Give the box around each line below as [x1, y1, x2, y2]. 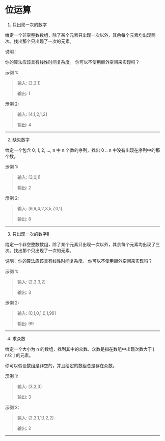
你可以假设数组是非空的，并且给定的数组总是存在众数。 [5, 362, 117, 368]
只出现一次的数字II [12, 231, 50, 237]
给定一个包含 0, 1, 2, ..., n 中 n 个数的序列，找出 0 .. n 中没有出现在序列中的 [5, 147, 156, 153]
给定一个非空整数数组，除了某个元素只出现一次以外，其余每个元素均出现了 [5, 241, 156, 247]
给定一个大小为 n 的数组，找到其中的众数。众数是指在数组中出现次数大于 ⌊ [5, 346, 155, 352]
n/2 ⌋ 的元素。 [5, 352, 33, 358]
